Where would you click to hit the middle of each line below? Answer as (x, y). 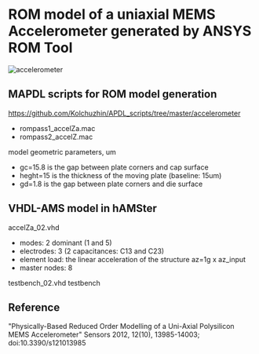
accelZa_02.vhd (34, 227)
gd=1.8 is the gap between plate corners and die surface (111, 184)
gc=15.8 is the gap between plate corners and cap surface (114, 167)
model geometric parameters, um (62, 151)
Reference (34, 307)
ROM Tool (40, 48)
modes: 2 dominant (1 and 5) (66, 243)
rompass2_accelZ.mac (56, 137)
